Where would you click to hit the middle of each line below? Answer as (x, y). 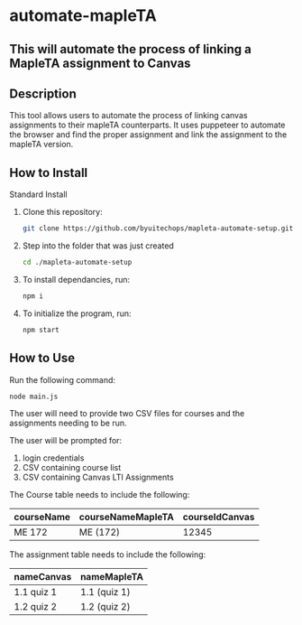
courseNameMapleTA (126, 518)
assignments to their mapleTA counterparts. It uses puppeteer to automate (147, 125)
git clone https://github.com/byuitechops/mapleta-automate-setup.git (158, 229)
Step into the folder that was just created (98, 246)
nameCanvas (43, 577)
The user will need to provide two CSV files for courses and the (127, 414)
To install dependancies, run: (76, 279)
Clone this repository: (62, 212)
